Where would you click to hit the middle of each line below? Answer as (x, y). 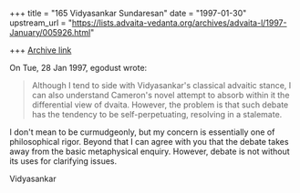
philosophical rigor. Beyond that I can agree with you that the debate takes (149, 142)
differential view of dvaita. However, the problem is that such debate (160, 105)
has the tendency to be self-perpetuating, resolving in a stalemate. (157, 114)
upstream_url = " (41, 23)
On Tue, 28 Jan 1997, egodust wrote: (78, 68)
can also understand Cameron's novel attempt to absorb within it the (160, 95)
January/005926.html (50, 32)
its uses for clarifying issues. (63, 161)
